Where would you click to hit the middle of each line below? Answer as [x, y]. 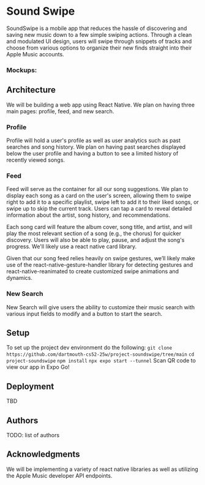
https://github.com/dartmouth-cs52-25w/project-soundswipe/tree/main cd [100, 355]
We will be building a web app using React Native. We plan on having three [100, 105]
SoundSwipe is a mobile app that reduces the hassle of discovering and [97, 28]
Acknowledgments [43, 454]
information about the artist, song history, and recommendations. [88, 215]
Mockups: [22, 70]
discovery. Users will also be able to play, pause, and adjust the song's [95, 240]
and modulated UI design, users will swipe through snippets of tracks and [99, 41]
